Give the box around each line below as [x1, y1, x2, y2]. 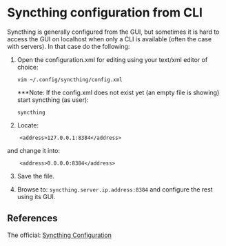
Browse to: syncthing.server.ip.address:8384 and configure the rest [17, 185, 213, 194]
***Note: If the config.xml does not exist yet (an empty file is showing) [17, 88, 220, 96]
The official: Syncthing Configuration [7, 231, 112, 239]
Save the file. [17, 172, 55, 180]
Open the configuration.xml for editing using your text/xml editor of [17, 55, 208, 63]
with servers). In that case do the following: [7, 42, 130, 50]
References [7, 212, 58, 225]
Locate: [17, 121, 39, 129]
